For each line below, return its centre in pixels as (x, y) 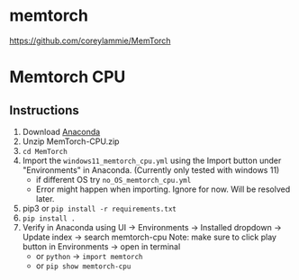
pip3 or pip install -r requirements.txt (100, 208)
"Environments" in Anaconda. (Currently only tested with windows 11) (151, 170)
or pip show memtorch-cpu (83, 266)
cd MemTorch (45, 151)
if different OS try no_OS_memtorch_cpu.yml (113, 179)
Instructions (44, 110)
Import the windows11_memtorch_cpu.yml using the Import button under (152, 160)
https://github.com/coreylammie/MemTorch (90, 41)
